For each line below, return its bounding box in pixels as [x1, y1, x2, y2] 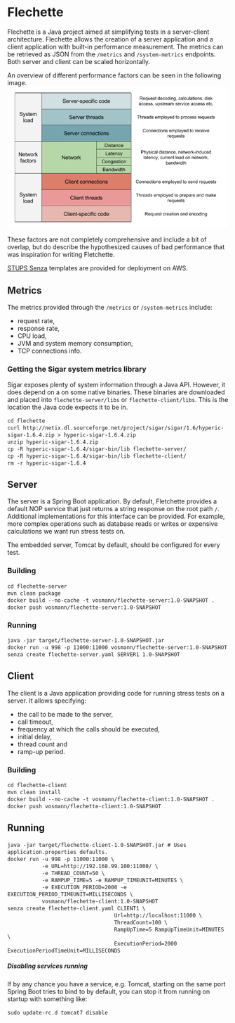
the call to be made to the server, [17, 710, 114, 718]
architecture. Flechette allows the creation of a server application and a [7, 34, 214, 43]
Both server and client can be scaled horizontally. [7, 57, 151, 65]
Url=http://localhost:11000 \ [114, 912, 202, 919]
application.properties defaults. [7, 848, 109, 855]
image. [7, 78, 27, 87]
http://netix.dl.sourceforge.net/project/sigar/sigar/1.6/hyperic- [22, 424, 224, 432]
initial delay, [17, 732, 53, 741]
